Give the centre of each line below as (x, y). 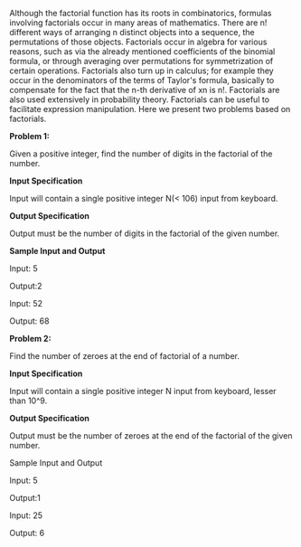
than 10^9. (28, 401)
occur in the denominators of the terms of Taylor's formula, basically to (142, 80)
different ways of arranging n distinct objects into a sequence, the (132, 32)
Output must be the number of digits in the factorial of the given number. (145, 233)
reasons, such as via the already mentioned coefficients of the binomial (142, 52)
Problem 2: (30, 339)
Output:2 (26, 286)
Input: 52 (26, 303)
